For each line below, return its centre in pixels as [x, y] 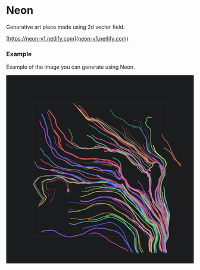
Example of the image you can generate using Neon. [71, 67]
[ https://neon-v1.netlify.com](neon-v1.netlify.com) [68, 38]
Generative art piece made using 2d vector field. [65, 27]
